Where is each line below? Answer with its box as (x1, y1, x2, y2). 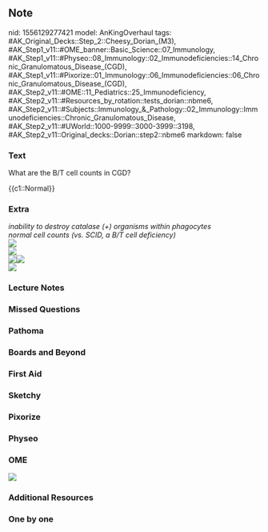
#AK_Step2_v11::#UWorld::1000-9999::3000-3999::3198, (8, 121, 195, 131)
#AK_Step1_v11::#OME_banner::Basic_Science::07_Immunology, (8, 44, 216, 54)
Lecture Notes (8, 282, 65, 293)
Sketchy (8, 389, 42, 401)
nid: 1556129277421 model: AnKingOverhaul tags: (8, 27, 172, 37)
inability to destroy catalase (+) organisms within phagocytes (8, 222, 212, 232)
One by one (8, 513, 54, 524)
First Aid (8, 369, 42, 380)
